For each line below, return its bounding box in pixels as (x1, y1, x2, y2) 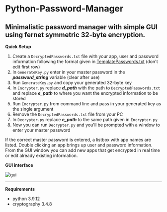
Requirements (5, 186, 35, 192)
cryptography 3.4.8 (12, 201, 52, 207)
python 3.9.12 (12, 196, 40, 202)
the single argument (12, 106, 54, 112)
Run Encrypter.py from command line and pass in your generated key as (12, 101, 162, 107)
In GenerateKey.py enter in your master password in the (12, 69, 125, 75)
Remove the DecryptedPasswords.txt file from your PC (12, 111, 123, 117)
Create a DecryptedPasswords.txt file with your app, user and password (12, 53, 159, 59)
